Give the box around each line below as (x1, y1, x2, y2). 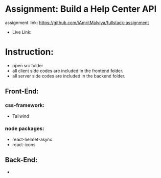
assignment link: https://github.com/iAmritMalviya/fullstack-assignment (5, 20, 149, 25)
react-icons (12, 141, 36, 148)
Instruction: (5, 47, 54, 57)
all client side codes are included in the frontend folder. (12, 68, 124, 74)
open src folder (12, 62, 44, 68)
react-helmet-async (12, 136, 53, 142)
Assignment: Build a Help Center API (5, 3, 157, 15)
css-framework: (5, 102, 45, 109)
